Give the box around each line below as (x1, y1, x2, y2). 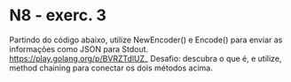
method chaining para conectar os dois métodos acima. (9, 63, 213, 73)
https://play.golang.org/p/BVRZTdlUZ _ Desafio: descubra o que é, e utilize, (9, 53, 282, 63)
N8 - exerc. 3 (9, 5, 106, 26)
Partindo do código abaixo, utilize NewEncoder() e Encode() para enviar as (9, 34, 283, 45)
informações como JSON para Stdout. (9, 43, 149, 54)
